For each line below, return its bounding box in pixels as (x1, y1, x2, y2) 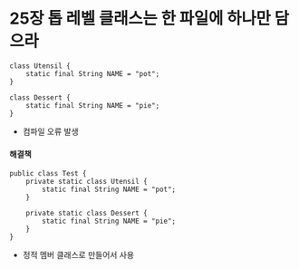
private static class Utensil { (25, 178, 148, 187)
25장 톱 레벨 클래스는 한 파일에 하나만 (9, 8, 272, 29)
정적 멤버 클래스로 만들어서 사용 (22, 250, 134, 261)
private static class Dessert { (25, 209, 148, 218)
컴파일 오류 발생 (22, 126, 79, 137)
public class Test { (9, 169, 88, 178)
